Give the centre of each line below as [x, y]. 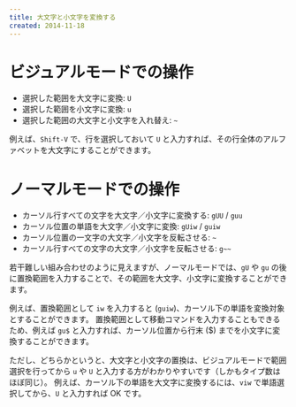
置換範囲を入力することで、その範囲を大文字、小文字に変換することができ [152, 279]
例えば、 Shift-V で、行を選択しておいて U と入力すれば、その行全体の [136, 139]
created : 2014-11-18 [47, 26]
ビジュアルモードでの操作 [102, 72]
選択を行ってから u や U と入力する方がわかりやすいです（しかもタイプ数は [145, 372]
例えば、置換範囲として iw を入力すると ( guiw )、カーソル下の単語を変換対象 [147, 308]
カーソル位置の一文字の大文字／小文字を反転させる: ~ [119, 238]
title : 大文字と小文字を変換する [63, 17]
